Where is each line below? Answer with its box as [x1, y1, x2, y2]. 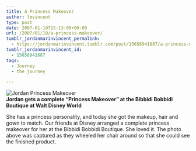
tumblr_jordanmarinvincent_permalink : [6, 36, 100, 42]
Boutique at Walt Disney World [6, 102, 82, 109]
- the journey [11, 68, 45, 74]
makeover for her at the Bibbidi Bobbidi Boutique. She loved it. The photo [6, 126, 182, 133]
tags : [6, 57, 19, 63]
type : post [6, 19, 33, 25]
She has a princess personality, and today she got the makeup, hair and [6, 114, 178, 121]
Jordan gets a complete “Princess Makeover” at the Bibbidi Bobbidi [6, 96, 173, 103]
